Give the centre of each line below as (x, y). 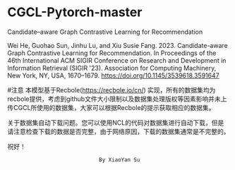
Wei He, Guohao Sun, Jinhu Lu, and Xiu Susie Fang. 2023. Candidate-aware (117, 45)
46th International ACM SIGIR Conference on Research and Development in (117, 60)
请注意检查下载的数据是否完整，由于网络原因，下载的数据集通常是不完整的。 (119, 131)
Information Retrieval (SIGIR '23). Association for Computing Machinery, (112, 68)
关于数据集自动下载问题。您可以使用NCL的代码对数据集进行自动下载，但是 (116, 122)
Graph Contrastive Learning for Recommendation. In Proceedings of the (112, 53)
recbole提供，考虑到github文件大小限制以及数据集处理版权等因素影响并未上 (117, 99)
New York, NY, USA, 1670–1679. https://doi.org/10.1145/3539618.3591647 (114, 75)
